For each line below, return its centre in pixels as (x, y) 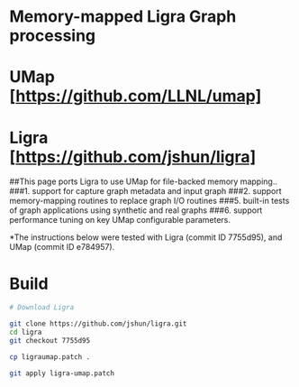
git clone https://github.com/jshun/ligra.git (98, 324)
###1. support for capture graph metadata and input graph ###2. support (145, 191)
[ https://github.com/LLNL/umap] (136, 96)
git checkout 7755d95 (50, 340)
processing (53, 36)
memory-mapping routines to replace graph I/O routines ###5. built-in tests (149, 201)
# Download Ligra (42, 308)
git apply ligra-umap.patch (62, 373)
